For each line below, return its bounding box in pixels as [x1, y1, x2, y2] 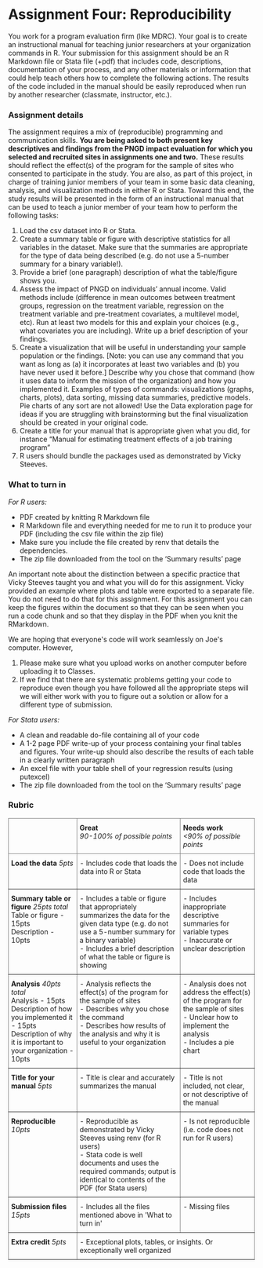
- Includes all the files [79, 1201, 150, 1211]
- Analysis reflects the [79, 979, 152, 988]
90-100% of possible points [79, 831, 172, 841]
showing [79, 960, 107, 970]
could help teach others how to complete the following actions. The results [8, 73, 249, 82]
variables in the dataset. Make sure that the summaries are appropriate [19, 243, 248, 252]
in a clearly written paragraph [19, 755, 115, 765]
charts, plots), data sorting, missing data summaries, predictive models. [19, 393, 250, 402]
